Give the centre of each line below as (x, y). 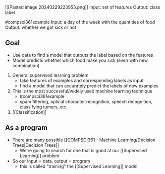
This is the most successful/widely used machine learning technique (82, 91)
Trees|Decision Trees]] (36, 145)
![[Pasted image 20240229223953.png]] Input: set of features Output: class (83, 7)
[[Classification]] (29, 112)
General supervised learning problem (50, 75)
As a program (27, 128)
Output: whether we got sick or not (41, 27)
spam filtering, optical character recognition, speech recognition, (86, 101)
